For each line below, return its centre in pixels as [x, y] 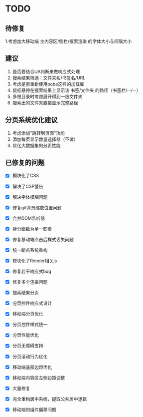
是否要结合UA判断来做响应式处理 [46, 71]
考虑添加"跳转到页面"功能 [38, 133]
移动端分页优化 [28, 314]
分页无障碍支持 [28, 346]
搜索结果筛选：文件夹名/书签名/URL [49, 77]
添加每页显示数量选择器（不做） [45, 139]
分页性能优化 [25, 335]
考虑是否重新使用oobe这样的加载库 [48, 84]
